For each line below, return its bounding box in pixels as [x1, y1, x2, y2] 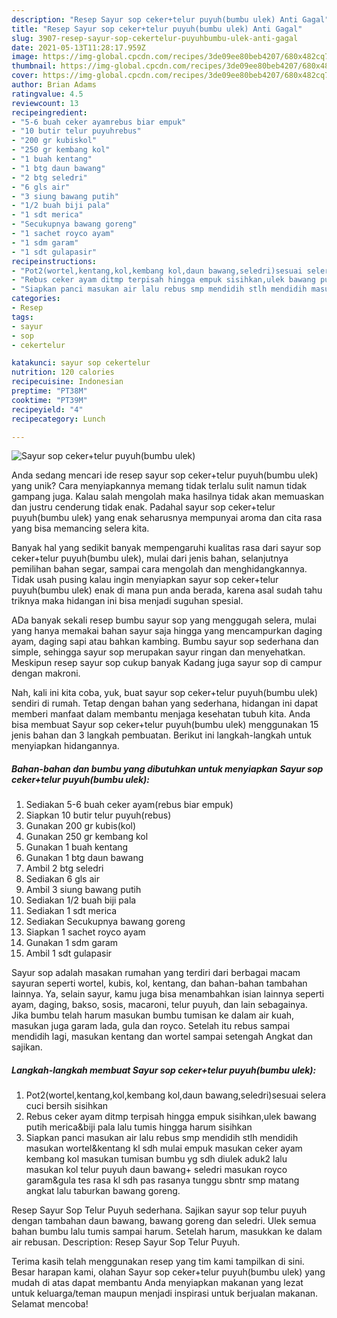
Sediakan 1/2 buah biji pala [25, 894, 137, 906]
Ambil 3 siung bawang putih [25, 884, 142, 896]
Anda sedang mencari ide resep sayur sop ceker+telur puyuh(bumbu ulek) [11, 469, 319, 481]
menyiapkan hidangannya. [11, 740, 120, 752]
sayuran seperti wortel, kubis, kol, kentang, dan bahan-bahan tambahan [11, 977, 308, 990]
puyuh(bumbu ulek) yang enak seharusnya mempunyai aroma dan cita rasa [11, 512, 323, 524]
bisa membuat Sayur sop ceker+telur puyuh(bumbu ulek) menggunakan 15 [11, 719, 319, 731]
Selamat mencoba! [11, 1298, 89, 1310]
